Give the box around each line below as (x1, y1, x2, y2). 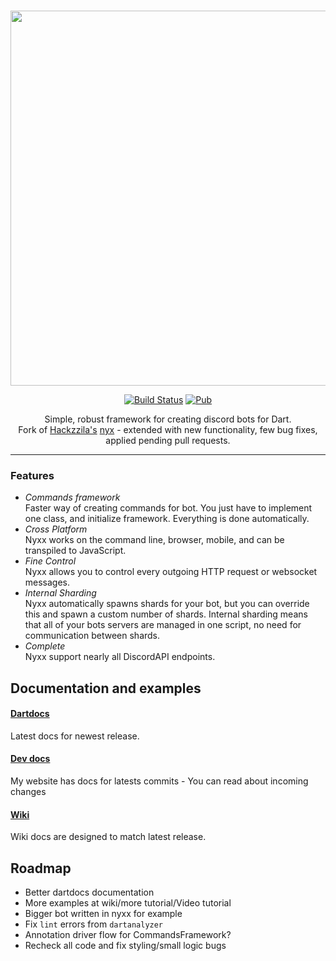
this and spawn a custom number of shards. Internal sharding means (24, 608, 308, 620)
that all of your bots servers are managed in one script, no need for (24, 619, 302, 631)
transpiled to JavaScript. (24, 545, 127, 557)
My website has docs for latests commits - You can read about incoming (10, 775, 309, 787)
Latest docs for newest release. (10, 730, 140, 742)
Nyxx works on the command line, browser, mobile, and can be (24, 534, 285, 546)
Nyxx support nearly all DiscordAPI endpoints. (24, 651, 216, 663)
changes (10, 786, 47, 798)
